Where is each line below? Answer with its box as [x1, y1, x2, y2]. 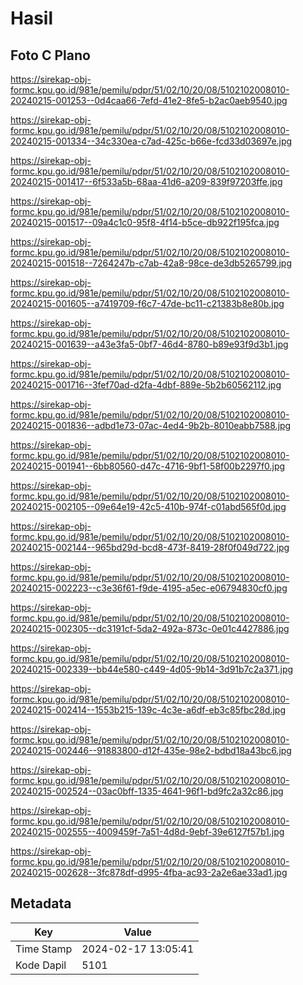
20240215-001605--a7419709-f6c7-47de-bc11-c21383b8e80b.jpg [10, 298, 285, 309]
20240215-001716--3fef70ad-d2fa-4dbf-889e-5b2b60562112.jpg [10, 379, 282, 391]
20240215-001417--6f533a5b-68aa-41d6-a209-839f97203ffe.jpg [10, 176, 283, 187]
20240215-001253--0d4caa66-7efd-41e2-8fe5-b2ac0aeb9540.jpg [10, 95, 288, 106]
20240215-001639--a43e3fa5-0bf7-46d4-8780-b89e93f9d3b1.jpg [10, 338, 289, 350]
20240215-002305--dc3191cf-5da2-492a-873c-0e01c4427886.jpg [10, 623, 290, 634]
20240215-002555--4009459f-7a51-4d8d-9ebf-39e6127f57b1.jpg [10, 826, 285, 837]
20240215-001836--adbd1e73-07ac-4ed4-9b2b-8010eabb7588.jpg [10, 420, 292, 431]
